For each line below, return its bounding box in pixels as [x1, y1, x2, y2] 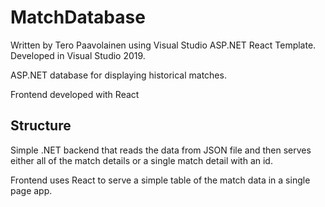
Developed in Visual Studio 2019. [10, 49, 146, 61]
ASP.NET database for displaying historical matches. [10, 69, 227, 81]
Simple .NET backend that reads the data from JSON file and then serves [10, 144, 312, 156]
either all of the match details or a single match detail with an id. [10, 154, 273, 166]
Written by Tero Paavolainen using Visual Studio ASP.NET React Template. [10, 39, 317, 51]
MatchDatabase [10, 6, 146, 29]
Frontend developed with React [10, 88, 140, 100]
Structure [10, 117, 72, 135]
